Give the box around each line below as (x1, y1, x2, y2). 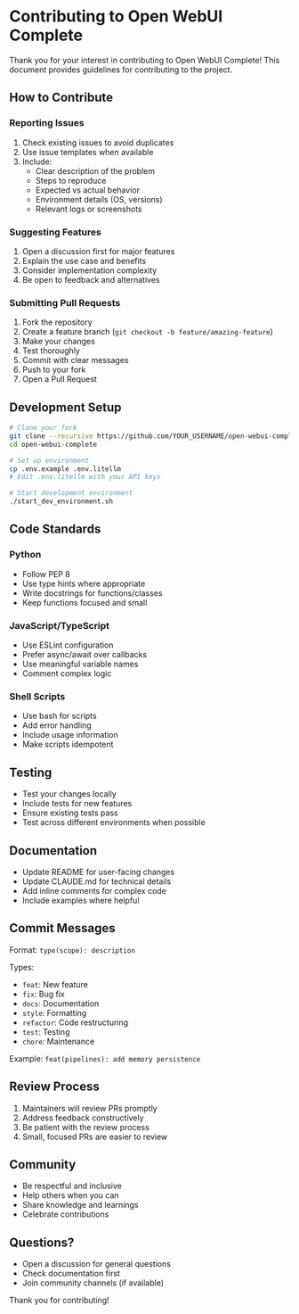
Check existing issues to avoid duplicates (21, 136, 174, 148)
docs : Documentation (21, 997, 100, 1009)
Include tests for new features (21, 798, 133, 809)
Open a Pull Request (21, 374, 98, 384)
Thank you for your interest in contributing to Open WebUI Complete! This (9, 54, 280, 65)
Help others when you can (21, 1190, 119, 1201)
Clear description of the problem (35, 165, 156, 176)
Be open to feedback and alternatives (21, 274, 160, 285)
